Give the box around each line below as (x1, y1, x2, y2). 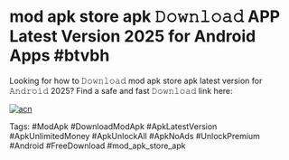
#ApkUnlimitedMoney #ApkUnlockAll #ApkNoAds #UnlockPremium (9, 130, 260, 141)
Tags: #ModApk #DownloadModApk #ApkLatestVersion (9, 120, 218, 132)
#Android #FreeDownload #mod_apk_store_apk (9, 140, 186, 151)
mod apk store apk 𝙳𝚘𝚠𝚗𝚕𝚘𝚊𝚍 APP (9, 6, 281, 27)
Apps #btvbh (9, 45, 110, 66)
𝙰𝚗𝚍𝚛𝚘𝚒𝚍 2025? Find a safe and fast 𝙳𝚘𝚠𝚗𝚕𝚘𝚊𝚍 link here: (9, 85, 233, 96)
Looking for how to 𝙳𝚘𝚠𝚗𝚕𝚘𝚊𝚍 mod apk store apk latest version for (9, 75, 263, 86)
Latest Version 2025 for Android (9, 26, 256, 47)
